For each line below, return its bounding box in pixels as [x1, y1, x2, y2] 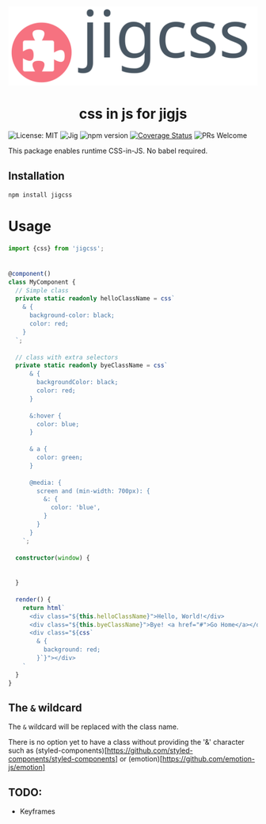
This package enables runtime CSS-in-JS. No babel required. [8, 146, 208, 156]
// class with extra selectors [15, 353, 119, 361]
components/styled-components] [8, 754, 119, 764]
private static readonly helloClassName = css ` [15, 295, 176, 303]
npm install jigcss [8, 191, 73, 200]
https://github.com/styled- [106, 746, 193, 755]
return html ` [22, 604, 66, 612]
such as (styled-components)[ [8, 746, 108, 755]
